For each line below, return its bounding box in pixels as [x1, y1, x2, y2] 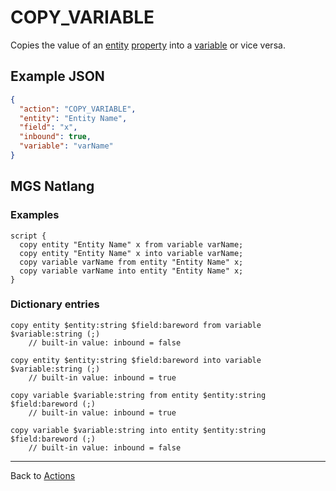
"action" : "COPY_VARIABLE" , [19, 104, 137, 114]
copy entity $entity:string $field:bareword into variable [10, 355, 262, 365]
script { [10, 231, 47, 241]
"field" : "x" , [19, 122, 78, 133]
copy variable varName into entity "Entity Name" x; [19, 266, 244, 276]
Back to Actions [10, 469, 76, 481]
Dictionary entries [10, 297, 100, 311]
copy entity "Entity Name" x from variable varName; [19, 239, 244, 250]
